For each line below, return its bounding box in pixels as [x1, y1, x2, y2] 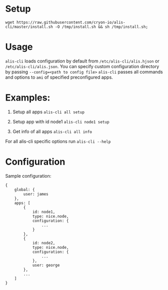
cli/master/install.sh [5, 24, 53, 29]
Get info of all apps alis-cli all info [12, 128, 92, 135]
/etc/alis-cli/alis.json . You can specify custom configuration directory [5, 63, 159, 69]
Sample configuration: [5, 173, 52, 179]
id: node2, [32, 240, 56, 245]
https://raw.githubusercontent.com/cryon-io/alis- [16, 20, 125, 25]
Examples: [5, 92, 51, 104]
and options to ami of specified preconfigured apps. [5, 74, 113, 80]
